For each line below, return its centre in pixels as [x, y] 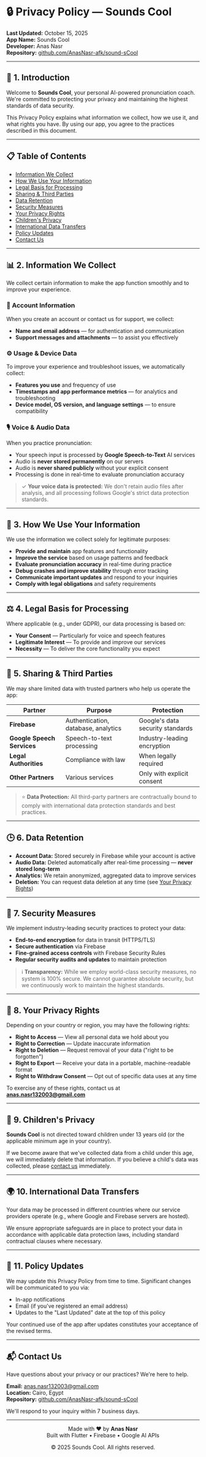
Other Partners [32, 777]
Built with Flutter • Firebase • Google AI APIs [103, 1436]
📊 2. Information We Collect [61, 265]
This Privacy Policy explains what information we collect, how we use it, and [102, 117]
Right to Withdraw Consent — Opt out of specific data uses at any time [106, 1076]
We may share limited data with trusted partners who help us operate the [98, 688]
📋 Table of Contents [47, 156]
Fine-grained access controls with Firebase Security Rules [90, 953]
